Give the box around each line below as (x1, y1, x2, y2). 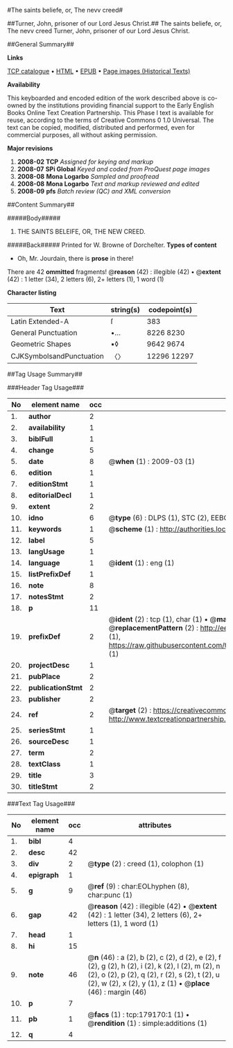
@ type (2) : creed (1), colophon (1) (87, 859, 205, 868)
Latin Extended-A (10, 317, 69, 326)
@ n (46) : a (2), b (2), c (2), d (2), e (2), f (87, 953, 222, 962)
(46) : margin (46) (87, 988, 147, 997)
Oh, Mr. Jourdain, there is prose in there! (17, 255, 134, 262)
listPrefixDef (28, 569, 71, 578)
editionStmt (28, 479, 68, 488)
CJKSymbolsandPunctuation (10, 352, 104, 361)
